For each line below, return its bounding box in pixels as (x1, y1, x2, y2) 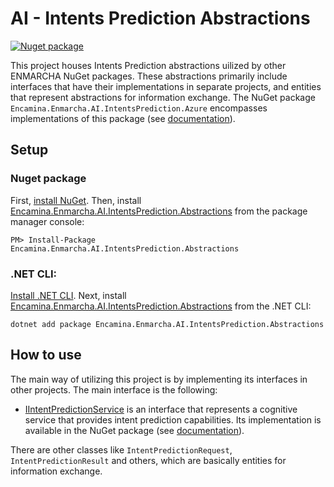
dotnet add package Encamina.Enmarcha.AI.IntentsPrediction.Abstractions (10, 319, 325, 329)
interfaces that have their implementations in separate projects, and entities (10, 80, 322, 92)
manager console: (10, 215, 85, 227)
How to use (10, 347, 82, 364)
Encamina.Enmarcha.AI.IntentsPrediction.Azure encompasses (10, 102, 268, 114)
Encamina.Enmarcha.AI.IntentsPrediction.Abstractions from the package (10, 205, 308, 217)
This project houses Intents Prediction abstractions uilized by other (10, 59, 287, 71)
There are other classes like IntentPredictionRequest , (10, 443, 233, 456)
